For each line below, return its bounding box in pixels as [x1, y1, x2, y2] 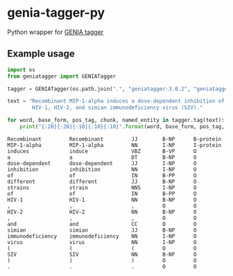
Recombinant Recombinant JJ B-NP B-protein [7, 135, 222, 143]
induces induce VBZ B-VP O [7, 148, 197, 155]
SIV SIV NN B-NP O [7, 251, 197, 258]
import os [7, 66, 36, 74]
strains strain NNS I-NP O [7, 184, 197, 191]
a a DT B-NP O [7, 154, 197, 161]
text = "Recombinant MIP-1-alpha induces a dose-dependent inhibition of [7, 98, 225, 105]
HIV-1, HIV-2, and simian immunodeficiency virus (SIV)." [32, 104, 203, 112]
